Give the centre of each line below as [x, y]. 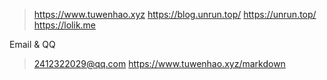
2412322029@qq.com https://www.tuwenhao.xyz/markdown [159, 63]
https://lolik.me [65, 25]
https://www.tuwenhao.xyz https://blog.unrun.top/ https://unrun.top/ [175, 14]
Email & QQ [32, 44]
